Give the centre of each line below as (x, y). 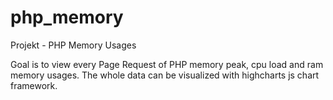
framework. (34, 85)
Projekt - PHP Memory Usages (73, 45)
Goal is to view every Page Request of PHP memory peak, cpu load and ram (167, 64)
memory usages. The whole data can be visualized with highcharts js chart (165, 75)
